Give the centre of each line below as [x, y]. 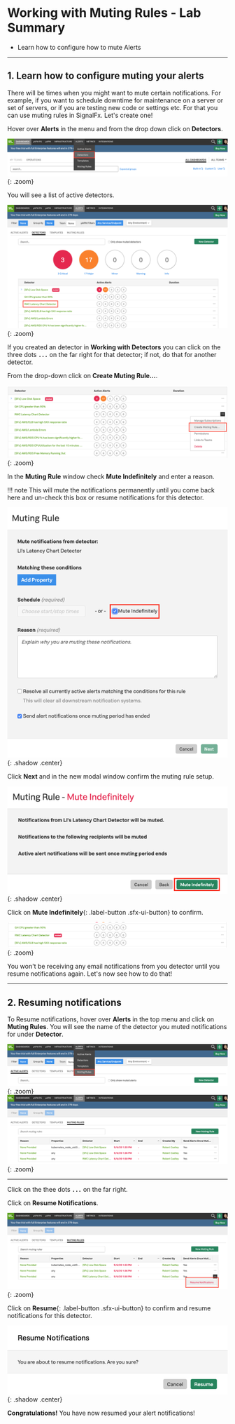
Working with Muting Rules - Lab [104, 13]
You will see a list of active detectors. [61, 195]
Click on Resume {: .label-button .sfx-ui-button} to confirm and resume [109, 1308]
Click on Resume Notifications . [53, 1203]
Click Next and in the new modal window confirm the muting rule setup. [111, 776]
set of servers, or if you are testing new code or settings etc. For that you [113, 107]
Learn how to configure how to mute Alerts [79, 47]
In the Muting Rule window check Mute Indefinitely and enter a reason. [111, 477]
